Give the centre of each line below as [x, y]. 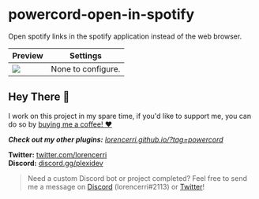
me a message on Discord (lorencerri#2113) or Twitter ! [116, 186]
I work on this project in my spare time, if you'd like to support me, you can [129, 116]
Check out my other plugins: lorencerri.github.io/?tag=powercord [116, 139]
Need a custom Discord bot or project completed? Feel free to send [137, 178]
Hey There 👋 [39, 97]
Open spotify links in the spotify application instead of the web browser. [125, 36]
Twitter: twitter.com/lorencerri [58, 154]
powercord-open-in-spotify [101, 15]
